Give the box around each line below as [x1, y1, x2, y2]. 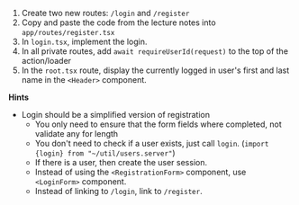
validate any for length [34, 129, 119, 138]
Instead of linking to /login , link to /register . [34, 186, 204, 196]
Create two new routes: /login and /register [21, 8, 190, 18]
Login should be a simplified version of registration [21, 110, 211, 120]
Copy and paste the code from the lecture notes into [21, 17, 217, 28]
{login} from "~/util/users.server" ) [34, 147, 177, 158]
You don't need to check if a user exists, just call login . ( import [34, 138, 269, 148]
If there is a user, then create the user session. [34, 157, 208, 167]
